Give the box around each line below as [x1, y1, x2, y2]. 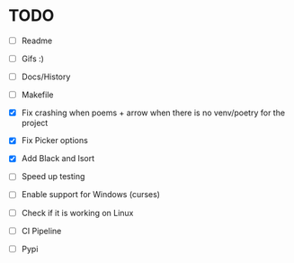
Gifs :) [21, 53, 44, 64]
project [21, 118, 49, 129]
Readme [21, 35, 53, 46]
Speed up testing [21, 171, 85, 182]
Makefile [21, 89, 54, 100]
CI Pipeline [21, 225, 62, 236]
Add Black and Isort [21, 153, 95, 164]
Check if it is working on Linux [21, 207, 134, 218]
